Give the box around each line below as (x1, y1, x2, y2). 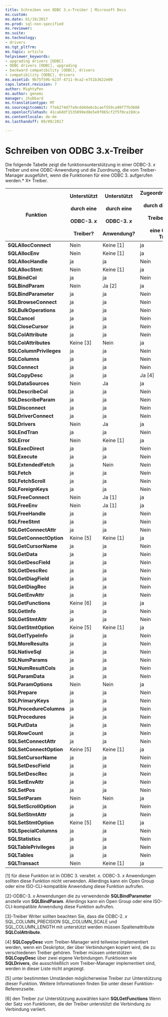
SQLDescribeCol (7, 388, 48, 395)
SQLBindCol (7, 274, 37, 281)
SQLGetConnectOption (7, 534, 63, 541)
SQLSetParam (7, 794, 41, 801)
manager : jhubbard (5, 96, 43, 101)
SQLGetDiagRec (7, 583, 46, 590)
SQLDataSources (7, 380, 49, 387)
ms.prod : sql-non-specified (5, 21, 64, 27)
